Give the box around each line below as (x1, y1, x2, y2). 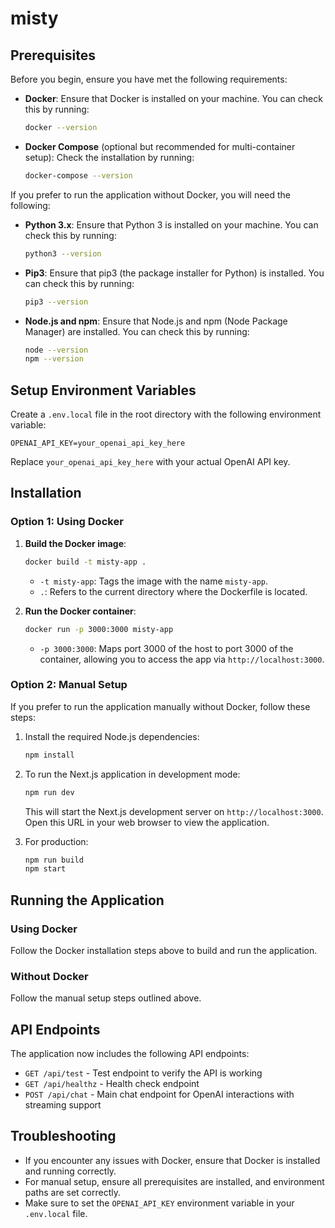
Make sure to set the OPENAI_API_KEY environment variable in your (24, 1197, 295, 1209)
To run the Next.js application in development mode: (24, 768, 241, 780)
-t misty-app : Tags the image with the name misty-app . (39, 575, 268, 587)
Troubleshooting (10, 1128, 117, 1145)
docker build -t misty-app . (24, 557, 147, 567)
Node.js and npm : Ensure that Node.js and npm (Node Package (24, 315, 288, 327)
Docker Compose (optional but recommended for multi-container (24, 140, 296, 152)
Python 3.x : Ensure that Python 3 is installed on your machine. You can (24, 218, 319, 231)
